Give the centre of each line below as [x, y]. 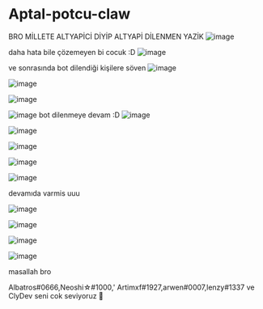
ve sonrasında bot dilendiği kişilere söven [77, 68]
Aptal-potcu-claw [70, 14]
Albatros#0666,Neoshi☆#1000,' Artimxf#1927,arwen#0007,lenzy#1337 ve [131, 287]
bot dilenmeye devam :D [79, 115]
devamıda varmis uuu [45, 193]
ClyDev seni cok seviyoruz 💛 [56, 295]
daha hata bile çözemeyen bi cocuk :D [72, 52]
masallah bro [30, 271]
